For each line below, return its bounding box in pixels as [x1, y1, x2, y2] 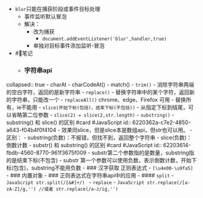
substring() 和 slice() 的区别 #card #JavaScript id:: [6, 119, 131, 126]
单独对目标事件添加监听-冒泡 [33, 42, 105, 49]
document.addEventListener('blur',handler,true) [42, 36, 167, 42]
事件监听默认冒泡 [24, 13, 67, 20]
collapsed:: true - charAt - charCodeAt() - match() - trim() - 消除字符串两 [6, 81, 189, 88]
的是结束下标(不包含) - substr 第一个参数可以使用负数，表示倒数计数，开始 [6, 157, 192, 164]
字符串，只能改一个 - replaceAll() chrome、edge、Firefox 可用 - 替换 [11, 96, 186, 104]
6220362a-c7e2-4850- [132, 119, 192, 126]
